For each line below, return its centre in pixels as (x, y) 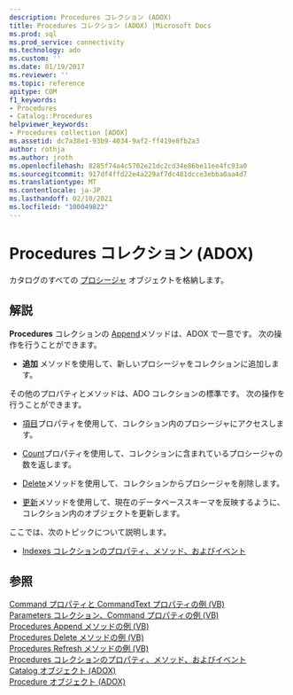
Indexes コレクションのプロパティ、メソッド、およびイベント (134, 551)
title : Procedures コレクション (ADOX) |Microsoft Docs (110, 26)
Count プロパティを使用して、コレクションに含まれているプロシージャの (152, 453)
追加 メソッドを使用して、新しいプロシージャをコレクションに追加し (146, 363)
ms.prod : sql (33, 34)
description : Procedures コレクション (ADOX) (91, 17)
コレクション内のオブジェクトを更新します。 (103, 513)
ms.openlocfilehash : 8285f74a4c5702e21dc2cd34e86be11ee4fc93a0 (128, 166)
